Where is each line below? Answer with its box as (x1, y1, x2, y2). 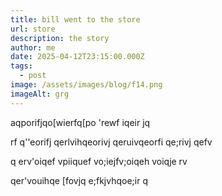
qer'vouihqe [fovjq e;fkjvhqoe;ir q (10, 174, 148, 186)
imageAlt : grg (10, 89, 70, 99)
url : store (10, 24, 56, 34)
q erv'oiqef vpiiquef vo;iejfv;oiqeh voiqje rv (10, 155, 188, 167)
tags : (10, 61, 33, 71)
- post (19, 71, 47, 81)
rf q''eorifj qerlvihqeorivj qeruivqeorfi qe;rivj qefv (10, 136, 213, 148)
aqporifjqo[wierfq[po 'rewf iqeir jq (10, 116, 151, 128)
